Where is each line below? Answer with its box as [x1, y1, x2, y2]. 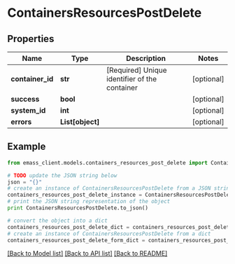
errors [10, 117, 32, 127]
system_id [10, 106, 46, 115]
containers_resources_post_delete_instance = [7, 191, 142, 199]
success [10, 95, 40, 104]
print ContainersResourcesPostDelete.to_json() [7, 204, 149, 211]
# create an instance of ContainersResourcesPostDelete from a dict [7, 230, 211, 237]
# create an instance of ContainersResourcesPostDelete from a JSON [7, 185, 211, 192]
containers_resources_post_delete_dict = [7, 223, 130, 230]
